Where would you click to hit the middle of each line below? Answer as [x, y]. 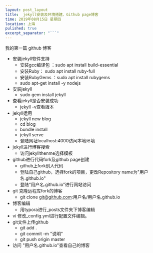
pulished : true [21, 29]
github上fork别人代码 [41, 166]
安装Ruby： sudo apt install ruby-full [57, 71]
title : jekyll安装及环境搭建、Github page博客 [52, 15]
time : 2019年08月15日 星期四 [33, 19]
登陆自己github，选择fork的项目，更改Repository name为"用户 [84, 172]
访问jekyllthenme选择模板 [46, 153]
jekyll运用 [22, 113]
